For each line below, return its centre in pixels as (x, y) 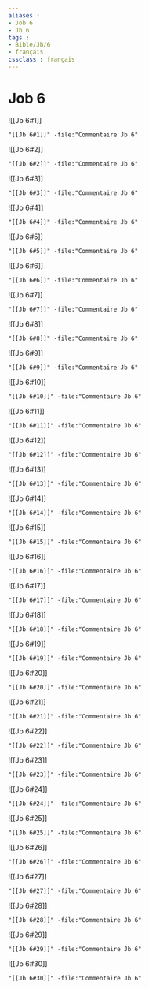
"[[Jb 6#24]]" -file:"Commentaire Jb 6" (75, 804)
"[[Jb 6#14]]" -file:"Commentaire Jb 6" (75, 513)
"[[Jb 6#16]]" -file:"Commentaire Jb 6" (75, 571)
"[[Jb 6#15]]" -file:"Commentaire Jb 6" (75, 542)
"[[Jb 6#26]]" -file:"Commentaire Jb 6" (75, 862)
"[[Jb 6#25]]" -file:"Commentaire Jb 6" (75, 833)
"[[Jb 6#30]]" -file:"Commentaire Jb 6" (75, 978)
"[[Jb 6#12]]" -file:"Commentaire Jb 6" (75, 454)
